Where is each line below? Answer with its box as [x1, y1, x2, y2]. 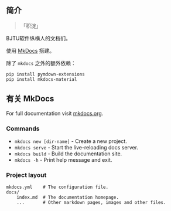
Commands [6, 124, 40, 132]
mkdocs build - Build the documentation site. [14, 150, 122, 157]
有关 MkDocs [6, 94, 54, 104]
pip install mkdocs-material [6, 76, 77, 82]
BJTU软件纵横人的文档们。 [6, 35, 71, 42]
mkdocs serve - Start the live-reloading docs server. [14, 144, 139, 151]
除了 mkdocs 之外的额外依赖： [6, 59, 76, 66]
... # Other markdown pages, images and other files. [16, 200, 166, 206]
